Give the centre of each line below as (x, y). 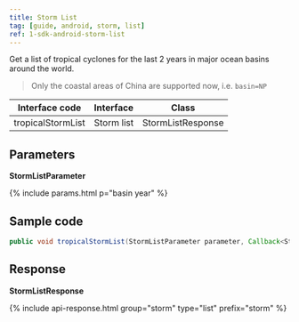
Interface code (49, 108)
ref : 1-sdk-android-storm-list (67, 34)
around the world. (42, 68)
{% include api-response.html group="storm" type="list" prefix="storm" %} (148, 308)
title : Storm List (43, 17)
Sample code (46, 221)
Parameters (42, 154)
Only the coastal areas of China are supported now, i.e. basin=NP (149, 86)
